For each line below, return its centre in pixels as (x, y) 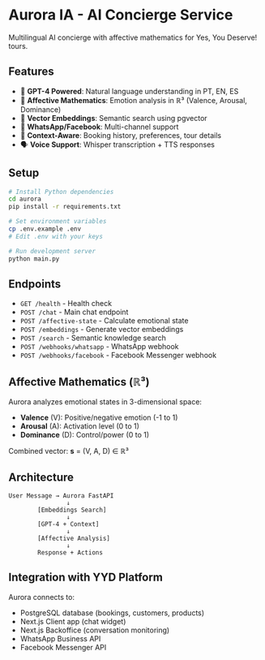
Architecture (41, 477)
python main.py (34, 259)
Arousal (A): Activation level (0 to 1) (80, 426)
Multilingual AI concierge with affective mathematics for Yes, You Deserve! (133, 37)
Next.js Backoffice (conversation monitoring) (95, 630)
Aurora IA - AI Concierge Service (121, 15)
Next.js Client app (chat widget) (73, 621)
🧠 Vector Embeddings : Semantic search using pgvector (114, 118)
